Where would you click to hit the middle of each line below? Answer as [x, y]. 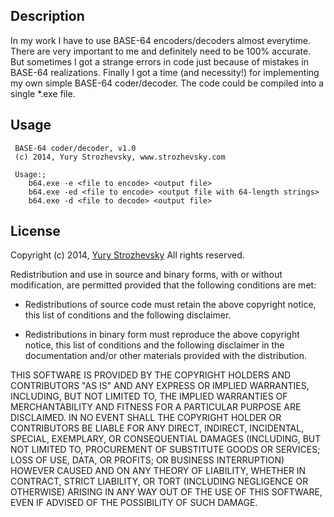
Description [47, 16]
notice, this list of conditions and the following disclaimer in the [154, 345]
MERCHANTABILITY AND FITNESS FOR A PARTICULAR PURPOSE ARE [156, 407]
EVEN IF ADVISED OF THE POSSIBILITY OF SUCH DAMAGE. [134, 503]
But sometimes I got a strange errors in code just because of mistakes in [159, 61]
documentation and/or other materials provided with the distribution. [165, 356]
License [35, 231]
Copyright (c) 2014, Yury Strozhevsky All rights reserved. [127, 255]
